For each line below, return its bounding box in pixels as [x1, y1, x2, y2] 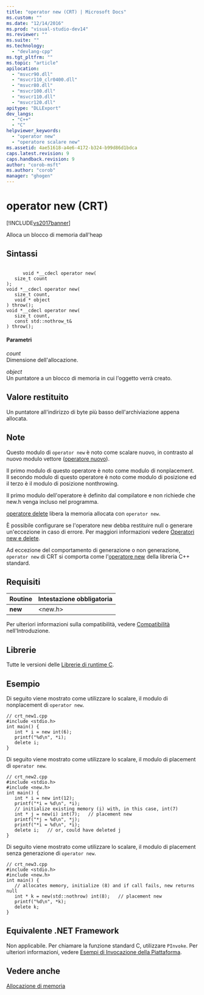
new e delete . [6, 534, 41, 542]
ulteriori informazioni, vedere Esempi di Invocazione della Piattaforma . [6, 948, 182, 955]
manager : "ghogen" [6, 173, 53, 180]
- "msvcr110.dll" [12, 94, 56, 100]
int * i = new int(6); [14, 729, 72, 735]
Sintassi [6, 249, 38, 259]
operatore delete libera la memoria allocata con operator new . [6, 509, 161, 517]
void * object [14, 296, 51, 303]
